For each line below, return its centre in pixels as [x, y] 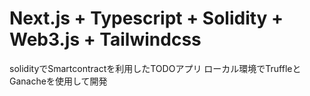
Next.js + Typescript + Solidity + [146, 18]
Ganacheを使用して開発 [58, 81]
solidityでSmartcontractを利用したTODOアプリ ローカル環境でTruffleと [155, 68]
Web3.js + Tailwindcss [105, 39]
